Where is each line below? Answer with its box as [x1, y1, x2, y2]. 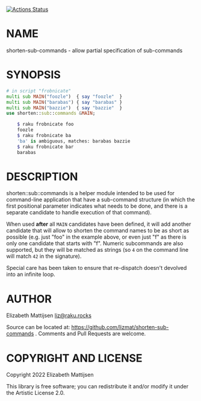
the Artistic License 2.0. [6, 390, 65, 397]
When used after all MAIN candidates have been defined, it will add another [6, 220, 191, 228]
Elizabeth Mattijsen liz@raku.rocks [6, 312, 92, 319]
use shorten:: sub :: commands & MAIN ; [6, 111, 96, 117]
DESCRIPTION [6, 170, 78, 184]
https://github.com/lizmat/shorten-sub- [71, 324, 169, 331]
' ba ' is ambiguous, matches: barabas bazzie [17, 138, 131, 144]
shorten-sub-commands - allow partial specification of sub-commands [6, 47, 183, 54]
